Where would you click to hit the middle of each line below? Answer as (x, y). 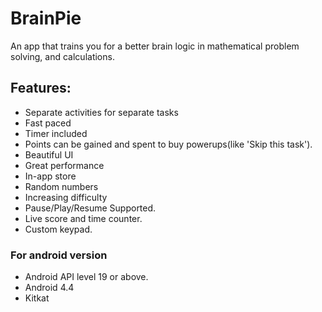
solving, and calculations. (62, 56)
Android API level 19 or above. (86, 277)
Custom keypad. (58, 229)
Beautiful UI (49, 154)
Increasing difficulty (66, 197)
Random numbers (61, 186)
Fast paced (48, 123)
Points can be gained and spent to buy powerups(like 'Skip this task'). (168, 144)
